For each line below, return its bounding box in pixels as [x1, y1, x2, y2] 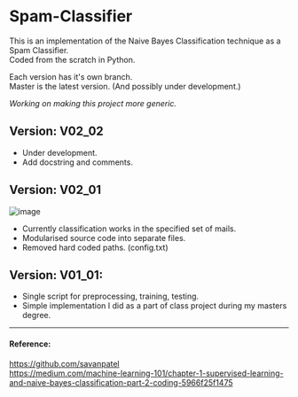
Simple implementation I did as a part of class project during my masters [21, 300, 287, 311]
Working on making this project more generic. [9, 97, 177, 108]
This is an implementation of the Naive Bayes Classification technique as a [9, 35, 281, 46]
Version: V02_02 [9, 124, 104, 139]
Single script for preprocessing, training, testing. [21, 291, 200, 302]
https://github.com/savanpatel [9, 358, 120, 369]
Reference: [9, 339, 51, 349]
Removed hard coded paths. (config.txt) [21, 242, 169, 253]
